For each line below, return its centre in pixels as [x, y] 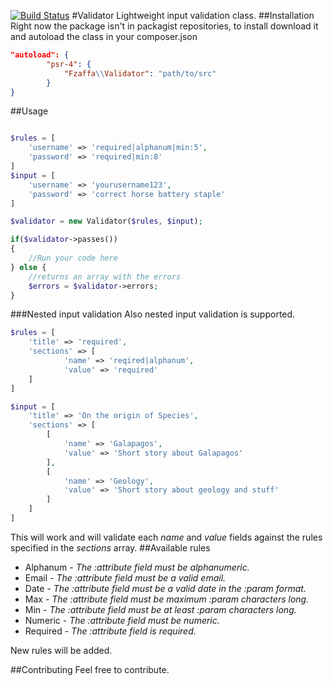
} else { [28, 267]
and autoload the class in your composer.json [104, 36]
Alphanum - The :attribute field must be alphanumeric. [137, 567]
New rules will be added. [61, 650]
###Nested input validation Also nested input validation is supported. [153, 314]
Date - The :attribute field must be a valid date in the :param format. [165, 588]
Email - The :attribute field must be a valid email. [125, 577]
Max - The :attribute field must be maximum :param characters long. [167, 599]
